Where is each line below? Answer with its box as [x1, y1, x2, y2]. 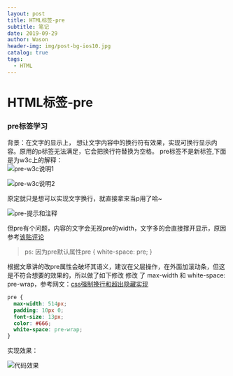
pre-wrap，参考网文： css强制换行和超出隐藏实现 [7, 280, 149, 289]
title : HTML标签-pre [7, 17, 65, 24]
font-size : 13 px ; [13, 313, 64, 320]
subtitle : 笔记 [7, 23, 50, 30]
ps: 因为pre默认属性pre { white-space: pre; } [24, 247, 153, 256]
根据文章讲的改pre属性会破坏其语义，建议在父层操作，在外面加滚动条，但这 [7, 263, 225, 271]
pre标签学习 [7, 121, 48, 131]
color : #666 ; [13, 319, 52, 327]
